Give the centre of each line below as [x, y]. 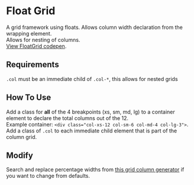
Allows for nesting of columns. [43, 40]
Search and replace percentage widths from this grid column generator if [95, 170]
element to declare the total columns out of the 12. [67, 118]
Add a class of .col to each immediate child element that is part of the [92, 131]
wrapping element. [29, 33]
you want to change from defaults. [48, 176]
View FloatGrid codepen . [36, 46]
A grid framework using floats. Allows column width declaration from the [95, 27]
